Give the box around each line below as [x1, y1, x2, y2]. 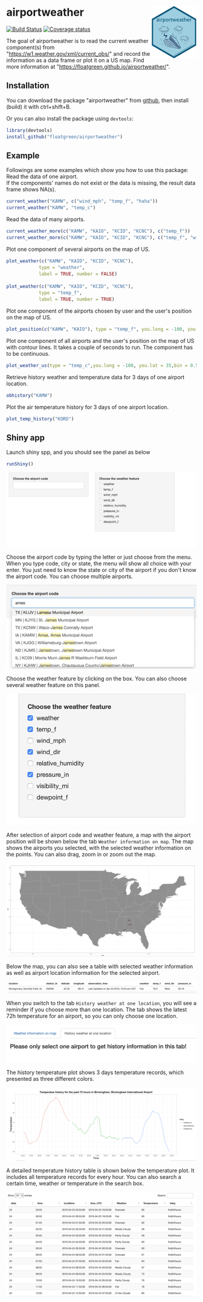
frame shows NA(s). [6, 186, 56, 193]
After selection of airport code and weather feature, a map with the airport [6, 831, 192, 839]
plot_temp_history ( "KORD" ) [6, 416, 74, 422]
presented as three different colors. [6, 1075, 95, 1083]
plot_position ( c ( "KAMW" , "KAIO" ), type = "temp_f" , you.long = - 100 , [6, 326, 185, 332]
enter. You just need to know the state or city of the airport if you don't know [6, 566, 196, 574]
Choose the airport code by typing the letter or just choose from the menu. [6, 554, 192, 561]
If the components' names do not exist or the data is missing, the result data [6, 179, 196, 187]
